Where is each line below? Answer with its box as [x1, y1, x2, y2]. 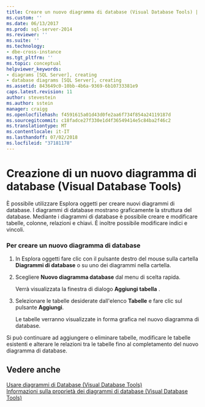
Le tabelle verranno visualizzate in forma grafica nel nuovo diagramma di [15, 315, 199, 322]
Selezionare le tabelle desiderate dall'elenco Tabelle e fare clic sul [15, 297, 182, 304]
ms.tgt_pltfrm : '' [6, 55, 53, 61]
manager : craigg [6, 105, 48, 112]
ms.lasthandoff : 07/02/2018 [6, 134, 78, 141]
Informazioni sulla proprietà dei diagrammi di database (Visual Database [6, 387, 188, 395]
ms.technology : [6, 44, 45, 50]
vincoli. [6, 226, 24, 233]
